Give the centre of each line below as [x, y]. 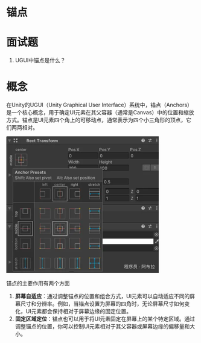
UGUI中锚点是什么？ [40, 60]
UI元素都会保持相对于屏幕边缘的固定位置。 [78, 312]
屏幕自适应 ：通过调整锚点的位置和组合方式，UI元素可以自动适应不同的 [102, 296]
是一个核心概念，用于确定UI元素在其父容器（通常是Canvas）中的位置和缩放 [100, 113]
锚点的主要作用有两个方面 [38, 283]
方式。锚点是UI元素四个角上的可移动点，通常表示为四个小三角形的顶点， [96, 120]
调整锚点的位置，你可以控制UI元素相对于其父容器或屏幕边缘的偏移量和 [102, 327]
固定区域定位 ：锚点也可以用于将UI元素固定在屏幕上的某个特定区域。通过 [105, 319]
